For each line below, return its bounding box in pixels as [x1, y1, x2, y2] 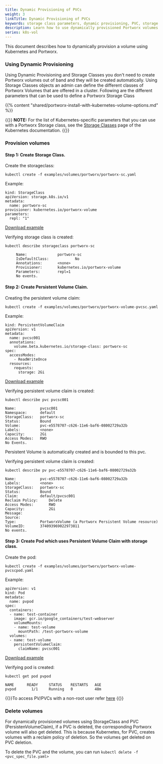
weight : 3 [5, 12, 25, 17]
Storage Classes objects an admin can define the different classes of [5, 82, 144, 88]
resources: [9, 361, 32, 366]
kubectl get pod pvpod [5, 674, 51, 679]
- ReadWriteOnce [14, 357, 47, 362]
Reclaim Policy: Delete [5, 498, 62, 503]
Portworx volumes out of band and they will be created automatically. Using [5, 77, 158, 83]
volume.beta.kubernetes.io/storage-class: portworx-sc [14, 344, 128, 349]
